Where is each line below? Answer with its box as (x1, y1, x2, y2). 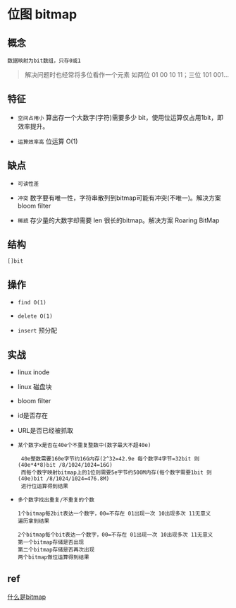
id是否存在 (17, 411, 48, 420)
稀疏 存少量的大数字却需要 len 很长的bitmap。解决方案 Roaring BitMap (17, 216, 220, 225)
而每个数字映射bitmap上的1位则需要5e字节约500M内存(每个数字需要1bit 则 (20, 469, 213, 477)
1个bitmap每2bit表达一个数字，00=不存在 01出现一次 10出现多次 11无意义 (17, 510, 211, 518)
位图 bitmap (7, 6, 77, 23)
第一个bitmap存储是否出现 (17, 539, 85, 546)
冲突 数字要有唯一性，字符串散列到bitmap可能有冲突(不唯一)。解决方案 (17, 193, 221, 202)
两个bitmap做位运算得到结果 (17, 554, 89, 561)
